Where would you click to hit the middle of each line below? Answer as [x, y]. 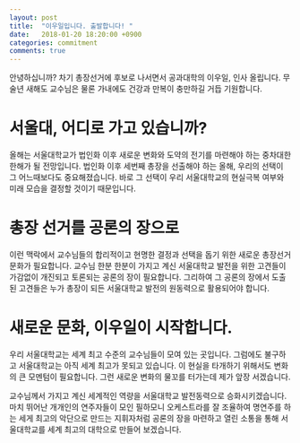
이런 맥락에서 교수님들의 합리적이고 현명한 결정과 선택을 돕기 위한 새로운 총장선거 [150, 255]
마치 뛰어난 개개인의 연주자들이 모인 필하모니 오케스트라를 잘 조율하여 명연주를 [146, 407]
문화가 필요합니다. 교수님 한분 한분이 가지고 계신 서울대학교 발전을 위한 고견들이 [148, 266]
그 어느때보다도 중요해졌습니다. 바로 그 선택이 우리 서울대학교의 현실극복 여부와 [147, 178]
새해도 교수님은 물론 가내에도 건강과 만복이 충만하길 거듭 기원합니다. [144, 89]
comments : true [38, 51]
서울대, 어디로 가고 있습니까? [108, 129]
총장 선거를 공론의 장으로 [94, 228]
